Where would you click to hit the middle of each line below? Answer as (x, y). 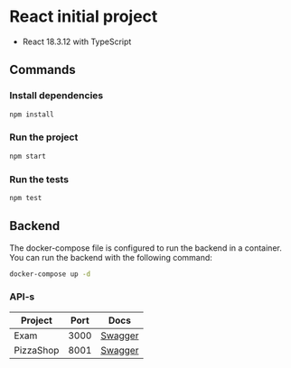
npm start (28, 156)
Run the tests (39, 179)
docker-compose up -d (50, 274)
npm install (32, 115)
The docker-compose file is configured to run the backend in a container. (145, 248)
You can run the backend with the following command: (111, 257)
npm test (26, 198)
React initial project (84, 17)
